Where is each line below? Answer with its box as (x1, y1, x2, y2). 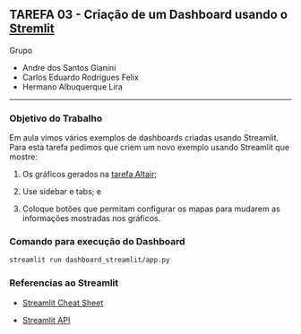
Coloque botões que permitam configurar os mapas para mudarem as (21, 203, 280, 214)
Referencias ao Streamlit (9, 277, 119, 289)
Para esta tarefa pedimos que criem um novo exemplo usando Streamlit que (9, 142, 289, 153)
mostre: (9, 151, 38, 162)
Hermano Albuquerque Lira (21, 81, 123, 92)
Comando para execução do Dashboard (9, 236, 185, 248)
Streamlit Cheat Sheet (21, 297, 104, 308)
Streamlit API (21, 314, 71, 325)
